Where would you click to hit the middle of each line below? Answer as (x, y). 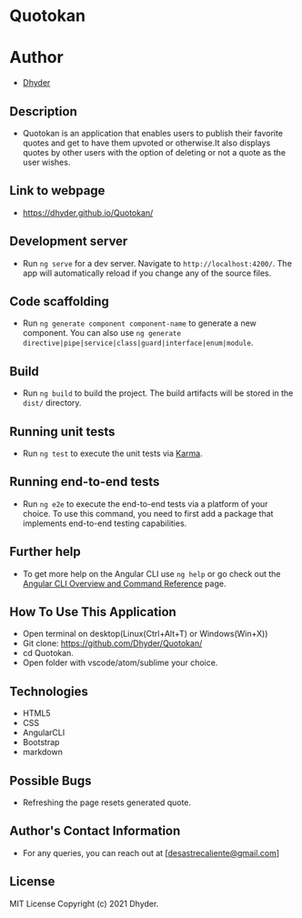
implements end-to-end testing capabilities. (105, 523)
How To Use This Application (93, 612)
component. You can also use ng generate (102, 333)
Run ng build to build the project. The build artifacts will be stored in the (158, 393)
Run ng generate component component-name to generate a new (140, 323)
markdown (43, 752)
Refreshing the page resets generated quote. (107, 802)
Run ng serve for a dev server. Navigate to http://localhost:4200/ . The (157, 263)
